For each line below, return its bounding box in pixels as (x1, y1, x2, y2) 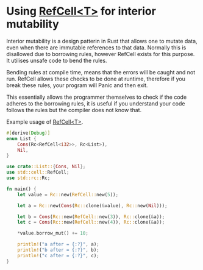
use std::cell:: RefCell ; (6, 169, 69, 176)
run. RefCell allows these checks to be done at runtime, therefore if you (6, 75, 186, 82)
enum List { (6, 135, 37, 141)
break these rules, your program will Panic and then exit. (6, 81, 148, 89)
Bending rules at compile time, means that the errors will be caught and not (6, 68, 196, 76)
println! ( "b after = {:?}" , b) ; (17, 247, 99, 254)
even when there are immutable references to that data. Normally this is (6, 44, 187, 51)
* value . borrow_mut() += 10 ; (17, 230, 88, 236)
